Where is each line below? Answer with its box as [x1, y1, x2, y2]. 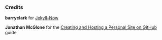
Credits [5, 4, 23, 11]
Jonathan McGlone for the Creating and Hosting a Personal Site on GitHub [5, 24, 157, 30]
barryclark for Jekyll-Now [5, 15, 59, 21]
